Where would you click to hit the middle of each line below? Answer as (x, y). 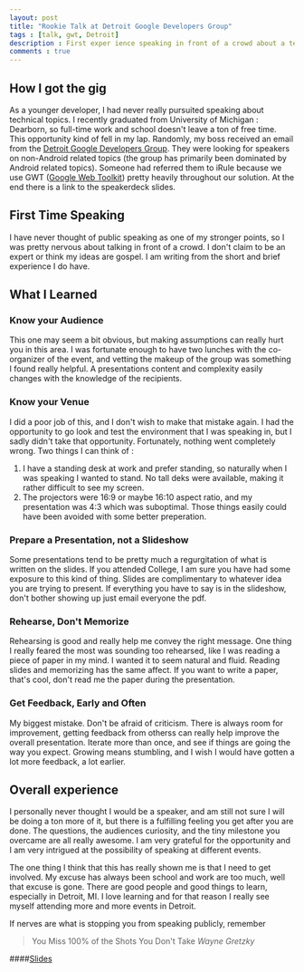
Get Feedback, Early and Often (78, 703)
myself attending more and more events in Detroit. (103, 906)
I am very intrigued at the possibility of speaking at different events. (135, 850)
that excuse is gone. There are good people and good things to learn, (139, 887)
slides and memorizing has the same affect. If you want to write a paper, (144, 670)
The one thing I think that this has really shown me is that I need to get (140, 868)
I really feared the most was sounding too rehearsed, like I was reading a (145, 651)
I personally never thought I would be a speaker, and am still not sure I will (147, 812)
